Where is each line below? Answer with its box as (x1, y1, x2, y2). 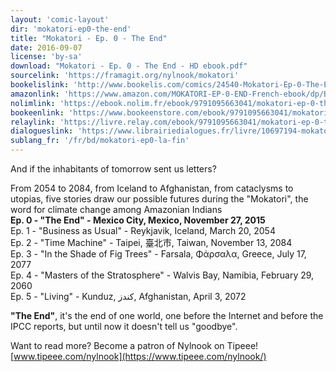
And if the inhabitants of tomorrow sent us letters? (10, 163, 217, 175)
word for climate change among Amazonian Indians (10, 204, 223, 215)
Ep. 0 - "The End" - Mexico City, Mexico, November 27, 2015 (10, 214, 266, 226)
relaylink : (10, 117, 56, 127)
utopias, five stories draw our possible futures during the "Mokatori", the (10, 193, 309, 205)
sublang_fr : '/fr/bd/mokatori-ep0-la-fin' (10, 136, 190, 146)
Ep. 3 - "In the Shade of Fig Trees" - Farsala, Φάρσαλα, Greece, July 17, (10, 248, 307, 260)
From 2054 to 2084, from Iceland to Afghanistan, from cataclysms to (10, 182, 294, 194)
